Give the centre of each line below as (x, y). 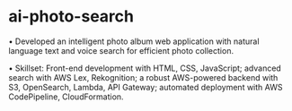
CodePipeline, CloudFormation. (66, 97)
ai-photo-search (71, 17)
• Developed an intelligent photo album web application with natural (134, 41)
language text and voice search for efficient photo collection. (121, 50)
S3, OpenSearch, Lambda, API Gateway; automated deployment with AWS (146, 87)
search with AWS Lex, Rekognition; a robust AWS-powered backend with (143, 77)
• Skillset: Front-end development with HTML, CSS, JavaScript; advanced (145, 68)
